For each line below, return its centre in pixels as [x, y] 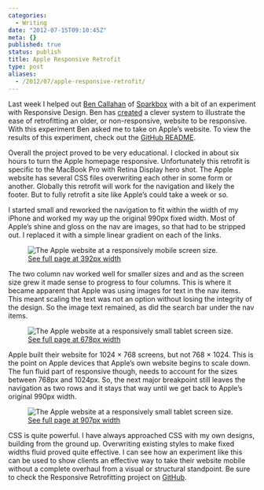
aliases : [22, 74]
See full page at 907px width [74, 420]
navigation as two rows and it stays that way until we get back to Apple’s [125, 388]
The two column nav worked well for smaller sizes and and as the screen [126, 273]
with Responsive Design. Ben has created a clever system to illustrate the [127, 112]
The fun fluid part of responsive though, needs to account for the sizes [123, 371]
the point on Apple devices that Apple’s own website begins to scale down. [129, 362]
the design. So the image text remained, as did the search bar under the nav [131, 307]
